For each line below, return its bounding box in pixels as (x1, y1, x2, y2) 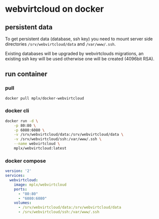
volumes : (14, 200, 32, 205)
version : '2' (5, 169, 32, 173)
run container (5, 70, 47, 78)
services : (5, 173, 25, 178)
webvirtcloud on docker (5, 3, 104, 15)
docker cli (5, 107, 29, 114)
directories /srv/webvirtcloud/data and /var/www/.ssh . (5, 41, 116, 47)
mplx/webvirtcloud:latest (14, 146, 67, 151)
